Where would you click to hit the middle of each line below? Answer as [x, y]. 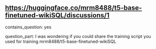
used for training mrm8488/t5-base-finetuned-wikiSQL [61, 41]
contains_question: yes [28, 27]
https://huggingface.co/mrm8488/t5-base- [74, 8]
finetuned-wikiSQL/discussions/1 [57, 16]
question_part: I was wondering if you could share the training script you [78, 36]
